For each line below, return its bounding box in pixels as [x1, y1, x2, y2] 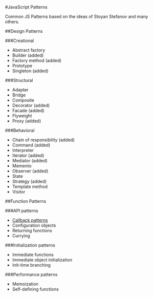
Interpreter [12, 148, 34, 153]
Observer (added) [12, 168, 49, 174]
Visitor [12, 189, 25, 194]
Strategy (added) [12, 178, 47, 184]
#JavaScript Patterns [5, 4, 48, 10]
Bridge [12, 92, 26, 98]
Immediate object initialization [12, 257, 72, 263]
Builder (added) [12, 52, 44, 58]
